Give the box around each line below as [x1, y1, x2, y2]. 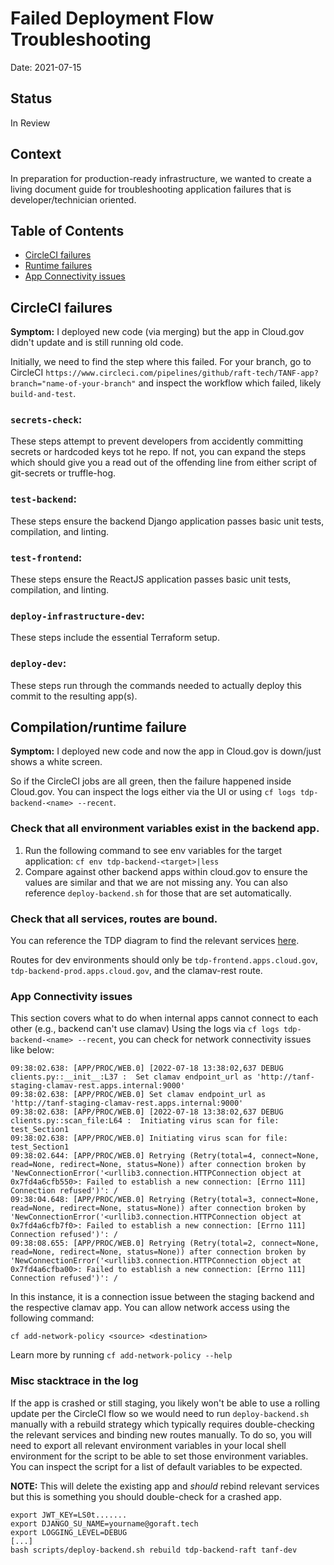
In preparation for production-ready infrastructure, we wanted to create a [10, 172, 312, 184]
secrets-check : [10, 413, 83, 427]
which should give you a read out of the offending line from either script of [10, 457, 318, 469]
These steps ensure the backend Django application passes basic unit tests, [10, 515, 325, 527]
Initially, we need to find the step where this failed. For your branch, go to [10, 356, 312, 368]
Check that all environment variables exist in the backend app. [10, 822, 320, 836]
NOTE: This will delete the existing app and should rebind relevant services [10, 1480, 320, 1492]
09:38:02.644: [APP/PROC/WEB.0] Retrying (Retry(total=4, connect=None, [10, 1151, 320, 1161]
